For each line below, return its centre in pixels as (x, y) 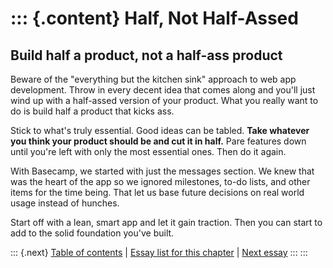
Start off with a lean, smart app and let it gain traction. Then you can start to (166, 222)
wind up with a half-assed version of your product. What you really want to (164, 100)
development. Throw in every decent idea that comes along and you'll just (163, 90)
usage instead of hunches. (65, 203)
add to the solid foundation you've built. (92, 233)
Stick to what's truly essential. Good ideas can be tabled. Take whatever (160, 130)
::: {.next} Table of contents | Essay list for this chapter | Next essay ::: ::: (159, 252)
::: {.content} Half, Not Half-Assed (154, 18)
